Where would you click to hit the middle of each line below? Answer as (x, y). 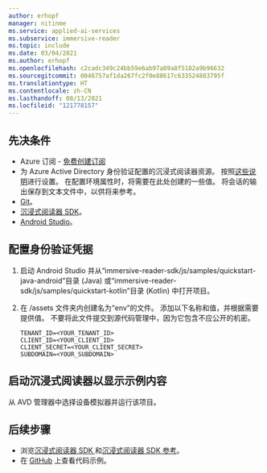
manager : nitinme (37, 23)
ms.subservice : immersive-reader (64, 38)
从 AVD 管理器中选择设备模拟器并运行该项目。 (84, 402)
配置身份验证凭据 (51, 249)
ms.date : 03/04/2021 (43, 53)
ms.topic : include (39, 46)
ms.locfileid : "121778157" (53, 106)
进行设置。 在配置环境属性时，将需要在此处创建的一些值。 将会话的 (138, 181)
